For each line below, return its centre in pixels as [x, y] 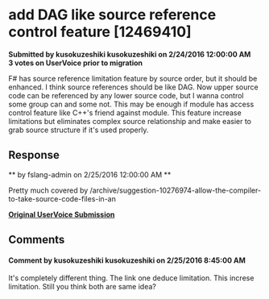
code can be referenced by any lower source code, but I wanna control [126, 95]
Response [34, 155]
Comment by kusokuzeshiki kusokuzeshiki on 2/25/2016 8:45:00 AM [127, 260]
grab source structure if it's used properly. [79, 130]
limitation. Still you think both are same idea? [83, 287]
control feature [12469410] [100, 32]
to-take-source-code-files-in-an [62, 198]
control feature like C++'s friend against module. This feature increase [125, 112]
